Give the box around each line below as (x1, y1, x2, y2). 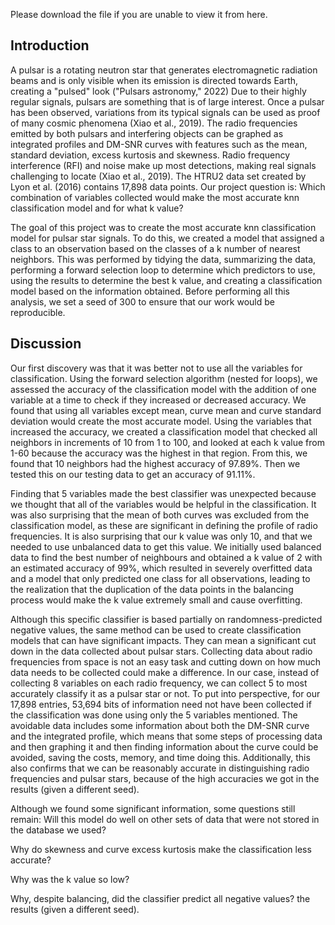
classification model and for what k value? (10, 202, 184, 214)
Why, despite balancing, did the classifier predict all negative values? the (10, 892, 311, 904)
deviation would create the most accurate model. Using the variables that (10, 415, 312, 427)
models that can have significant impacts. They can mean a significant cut (10, 634, 317, 646)
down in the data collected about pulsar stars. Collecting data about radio (10, 645, 313, 657)
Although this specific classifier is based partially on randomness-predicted (10, 613, 323, 625)
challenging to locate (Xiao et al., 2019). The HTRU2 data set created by (10, 170, 307, 182)
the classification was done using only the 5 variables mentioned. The (10, 709, 298, 721)
